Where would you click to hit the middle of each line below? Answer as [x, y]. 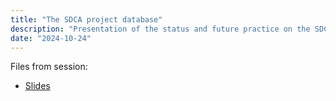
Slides [37, 86]
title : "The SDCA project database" [86, 19]
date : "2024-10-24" [51, 38]
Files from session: [49, 67]
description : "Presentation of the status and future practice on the [160, 29]
